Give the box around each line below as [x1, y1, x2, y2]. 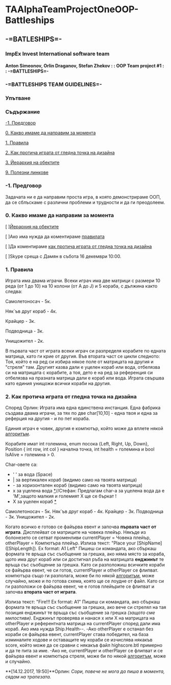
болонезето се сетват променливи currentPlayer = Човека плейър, [5, 535, 151, 541]
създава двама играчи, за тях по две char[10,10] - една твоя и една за [5, 410, 158, 416]
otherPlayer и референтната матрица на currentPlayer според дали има [5, 621, 161, 627]
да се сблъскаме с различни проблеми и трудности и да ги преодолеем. [5, 199, 165, 205]
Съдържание [5, 108, 40, 115]
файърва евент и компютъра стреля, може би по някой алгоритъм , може [5, 653, 166, 659]
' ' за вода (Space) [12, 471, 53, 478]
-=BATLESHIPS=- [5, 35, 62, 43]
